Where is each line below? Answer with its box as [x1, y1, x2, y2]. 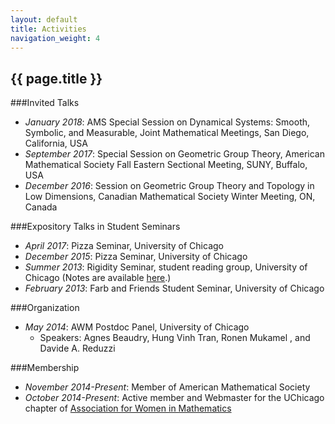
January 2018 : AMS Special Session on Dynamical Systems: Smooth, [24, 116, 311, 128]
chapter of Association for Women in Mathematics [24, 402, 232, 415]
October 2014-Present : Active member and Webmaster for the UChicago [24, 392, 325, 404]
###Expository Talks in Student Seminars [10, 221, 181, 233]
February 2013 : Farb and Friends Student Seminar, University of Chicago [24, 282, 325, 295]
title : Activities [10, 24, 87, 34]
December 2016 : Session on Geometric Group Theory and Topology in [24, 180, 315, 192]
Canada [24, 201, 58, 213]
